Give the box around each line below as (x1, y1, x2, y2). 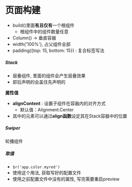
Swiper (5, 124, 21, 131)
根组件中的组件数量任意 (20, 28, 69, 34)
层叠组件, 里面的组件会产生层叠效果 (12, 73, 86, 79)
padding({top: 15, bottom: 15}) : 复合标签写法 (12, 47, 104, 53)
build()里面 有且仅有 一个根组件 (12, 22, 75, 28)
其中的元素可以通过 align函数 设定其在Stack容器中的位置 (12, 113, 127, 119)
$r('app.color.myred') (12, 164, 60, 169)
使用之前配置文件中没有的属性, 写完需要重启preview (12, 176, 119, 182)
